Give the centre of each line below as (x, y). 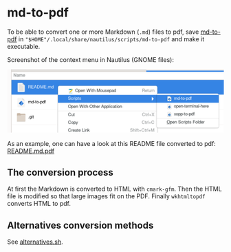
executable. (24, 46)
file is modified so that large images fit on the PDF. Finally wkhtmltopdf (106, 196)
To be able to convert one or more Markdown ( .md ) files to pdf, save (103, 32)
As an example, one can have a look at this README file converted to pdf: (112, 143)
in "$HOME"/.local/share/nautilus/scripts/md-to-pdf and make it (111, 39)
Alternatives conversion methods (80, 225)
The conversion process (60, 172)
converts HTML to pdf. (39, 204)
